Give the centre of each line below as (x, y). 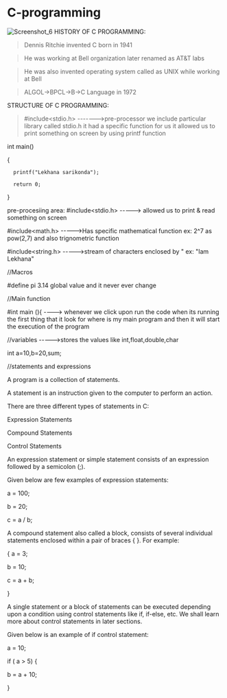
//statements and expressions (49, 366)
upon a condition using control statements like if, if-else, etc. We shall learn (113, 614)
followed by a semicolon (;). (46, 466)
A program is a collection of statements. (63, 379)
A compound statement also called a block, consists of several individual (110, 533)
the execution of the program (48, 326)
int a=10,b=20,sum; (34, 353)
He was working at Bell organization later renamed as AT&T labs (114, 58)
